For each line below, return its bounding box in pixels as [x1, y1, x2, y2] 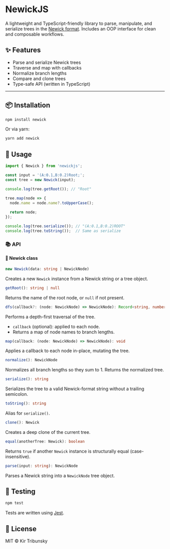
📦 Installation [5, 101, 51, 110]
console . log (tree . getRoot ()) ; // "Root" [5, 186, 92, 191]
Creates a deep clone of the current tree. [5, 429, 91, 435]
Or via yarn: [5, 126, 30, 132]
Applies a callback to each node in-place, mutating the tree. [5, 348, 130, 354]
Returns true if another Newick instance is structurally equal [5, 448, 129, 454]
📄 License [5, 524, 37, 533]
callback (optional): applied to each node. [12, 323, 100, 329]
